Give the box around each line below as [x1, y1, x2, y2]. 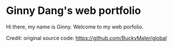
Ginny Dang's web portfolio [6, 4, 142, 17]
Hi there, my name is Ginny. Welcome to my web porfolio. [6, 23, 144, 30]
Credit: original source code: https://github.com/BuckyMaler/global [6, 34, 167, 41]
